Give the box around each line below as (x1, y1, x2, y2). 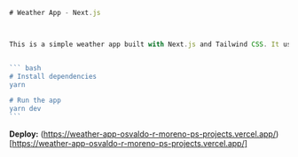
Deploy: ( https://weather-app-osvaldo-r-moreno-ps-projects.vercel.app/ (9, 129, 277, 139)
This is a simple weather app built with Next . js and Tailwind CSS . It (9, 40, 279, 49)
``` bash (9, 63, 42, 73)
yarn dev (9, 105, 42, 114)
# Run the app (9, 96, 62, 106)
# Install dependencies (9, 72, 98, 81)
